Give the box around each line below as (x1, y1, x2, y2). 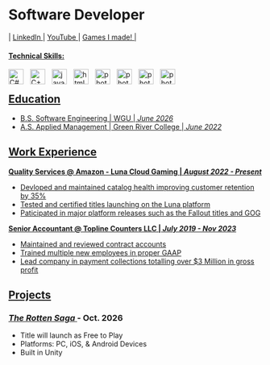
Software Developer (8, 6, 145, 24)
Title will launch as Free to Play (19, 330, 123, 340)
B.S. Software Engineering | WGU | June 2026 (19, 113, 174, 122)
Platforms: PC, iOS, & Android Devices (19, 339, 147, 349)
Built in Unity (19, 348, 63, 358)
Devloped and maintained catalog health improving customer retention (19, 182, 255, 192)
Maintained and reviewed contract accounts (19, 239, 167, 249)
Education (8, 92, 61, 106)
